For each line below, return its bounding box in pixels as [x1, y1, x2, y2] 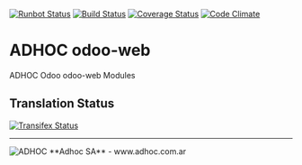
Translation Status [9, 96, 115, 112]
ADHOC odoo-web [9, 41, 151, 60]
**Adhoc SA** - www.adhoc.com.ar [49, 145, 187, 157]
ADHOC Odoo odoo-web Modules [9, 69, 136, 80]
